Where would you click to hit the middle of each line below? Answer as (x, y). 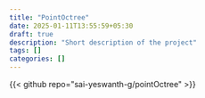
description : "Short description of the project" (103, 42)
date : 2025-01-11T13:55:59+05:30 (71, 26)
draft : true (31, 34)
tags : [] (25, 51)
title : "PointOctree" (49, 17)
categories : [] (37, 59)
